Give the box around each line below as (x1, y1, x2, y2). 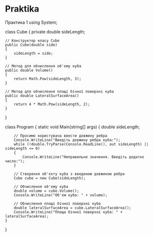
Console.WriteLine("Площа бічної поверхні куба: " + (14, 209, 123, 214)
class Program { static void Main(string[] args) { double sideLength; (5, 124, 140, 129)
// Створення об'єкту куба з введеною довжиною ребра (14, 171, 125, 176)
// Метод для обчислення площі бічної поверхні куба (5, 89, 114, 94)
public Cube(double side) (5, 42, 57, 47)
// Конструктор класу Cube (5, 38, 60, 43)
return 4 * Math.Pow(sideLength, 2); (14, 102, 90, 107)
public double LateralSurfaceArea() (5, 93, 79, 98)
